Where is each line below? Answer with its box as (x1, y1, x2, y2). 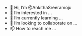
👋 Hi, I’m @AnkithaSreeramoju (9, 5, 72, 10)
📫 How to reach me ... (9, 26, 56, 31)
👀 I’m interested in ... (9, 10, 52, 16)
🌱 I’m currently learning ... (9, 15, 63, 20)
